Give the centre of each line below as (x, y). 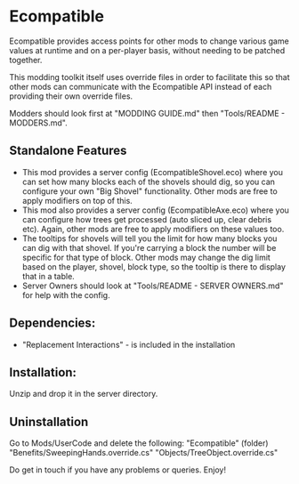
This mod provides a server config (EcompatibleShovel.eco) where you (152, 172)
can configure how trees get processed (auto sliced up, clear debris (147, 219)
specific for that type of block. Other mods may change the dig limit (146, 257)
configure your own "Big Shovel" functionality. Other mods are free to (149, 191)
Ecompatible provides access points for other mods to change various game (149, 41)
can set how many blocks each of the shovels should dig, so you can (149, 181)
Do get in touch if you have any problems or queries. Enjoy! (118, 470)
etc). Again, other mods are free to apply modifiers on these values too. (153, 229)
